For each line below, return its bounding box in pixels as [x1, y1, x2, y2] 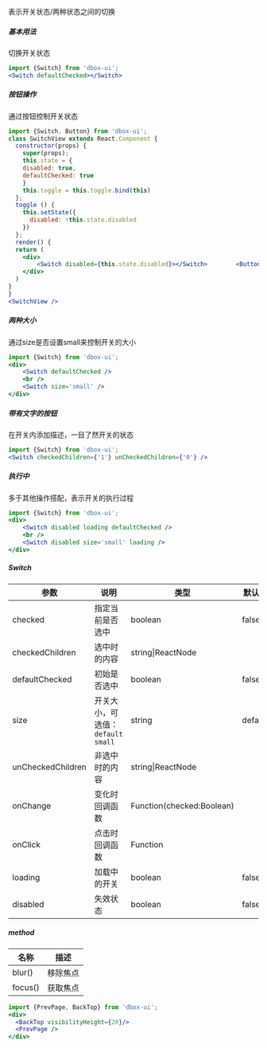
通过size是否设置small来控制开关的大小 [8, 337, 137, 346]
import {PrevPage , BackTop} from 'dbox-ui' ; [8, 1003, 158, 1011]
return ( [15, 245, 44, 253]
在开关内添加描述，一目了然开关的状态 [8, 429, 133, 440]
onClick [12, 839, 41, 850]
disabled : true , [22, 164, 77, 173]
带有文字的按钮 [8, 409, 57, 418]
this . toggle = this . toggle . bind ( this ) [22, 186, 151, 194]
